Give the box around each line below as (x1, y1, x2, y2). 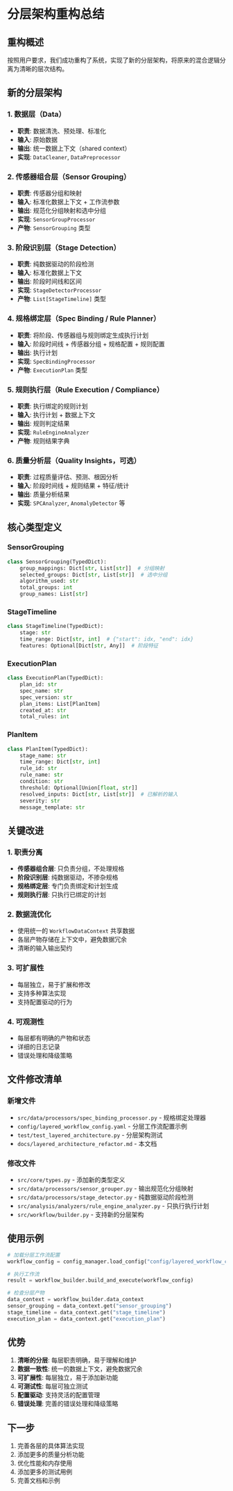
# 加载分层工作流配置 (7, 1251, 60, 1259)
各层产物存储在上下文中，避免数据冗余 (17, 935, 127, 944)
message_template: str (19, 804, 85, 811)
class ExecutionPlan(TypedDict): (7, 675, 104, 682)
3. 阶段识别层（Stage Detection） (7, 243, 121, 252)
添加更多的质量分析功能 (17, 1451, 85, 1459)
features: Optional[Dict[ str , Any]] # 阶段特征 (19, 643, 159, 650)
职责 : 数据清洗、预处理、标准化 (17, 127, 106, 135)
